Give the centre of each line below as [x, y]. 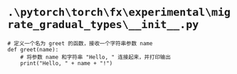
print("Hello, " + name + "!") [67, 63]
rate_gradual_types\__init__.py [103, 25]
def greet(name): [33, 49]
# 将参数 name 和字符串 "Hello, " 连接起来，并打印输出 [95, 57]
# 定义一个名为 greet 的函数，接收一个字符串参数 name [80, 43]
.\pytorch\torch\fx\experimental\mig [119, 12]
